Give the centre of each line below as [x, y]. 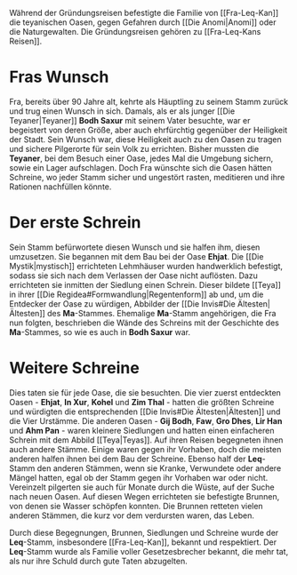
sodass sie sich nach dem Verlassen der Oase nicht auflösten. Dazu [133, 276]
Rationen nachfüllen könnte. [60, 187]
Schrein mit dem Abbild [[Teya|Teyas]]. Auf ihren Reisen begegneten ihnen [146, 440]
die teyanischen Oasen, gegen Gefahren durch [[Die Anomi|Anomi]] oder [143, 22]
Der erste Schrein [75, 223]
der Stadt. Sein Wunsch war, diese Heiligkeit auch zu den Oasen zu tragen [145, 139]
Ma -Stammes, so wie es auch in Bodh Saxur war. [100, 331]
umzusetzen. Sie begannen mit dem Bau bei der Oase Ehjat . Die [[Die [136, 256]
